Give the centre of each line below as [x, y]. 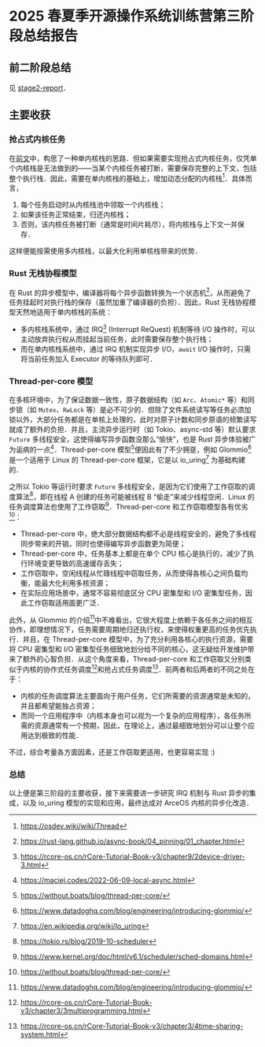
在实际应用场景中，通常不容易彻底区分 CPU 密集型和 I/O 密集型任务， [133, 593]
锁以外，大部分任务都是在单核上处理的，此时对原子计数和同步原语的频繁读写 [133, 419]
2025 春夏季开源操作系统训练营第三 [125, 16]
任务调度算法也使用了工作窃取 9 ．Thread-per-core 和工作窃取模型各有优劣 [129, 506]
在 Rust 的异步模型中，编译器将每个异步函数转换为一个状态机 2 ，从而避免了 [130, 292]
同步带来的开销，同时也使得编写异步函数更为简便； [103, 543]
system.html [40, 1034]
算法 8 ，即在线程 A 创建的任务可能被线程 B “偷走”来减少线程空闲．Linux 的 [135, 496]
